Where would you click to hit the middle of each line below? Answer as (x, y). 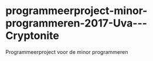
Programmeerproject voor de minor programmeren (67, 52)
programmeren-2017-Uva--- (76, 23)
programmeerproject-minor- (76, 11)
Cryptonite (32, 36)
